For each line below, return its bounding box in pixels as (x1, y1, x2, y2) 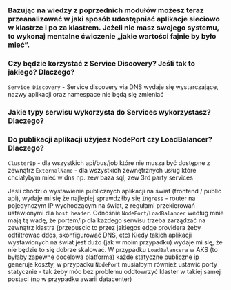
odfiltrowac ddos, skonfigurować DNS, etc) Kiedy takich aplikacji (8, 231, 192, 240)
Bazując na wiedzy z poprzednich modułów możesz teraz (8, 6, 204, 15)
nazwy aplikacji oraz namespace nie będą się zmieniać (8, 90, 164, 99)
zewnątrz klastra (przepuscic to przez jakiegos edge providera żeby (8, 224, 201, 232)
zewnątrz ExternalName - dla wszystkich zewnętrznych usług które (8, 166, 197, 175)
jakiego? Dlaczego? (8, 67, 75, 77)
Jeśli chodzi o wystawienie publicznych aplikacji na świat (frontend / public (8, 187, 222, 195)
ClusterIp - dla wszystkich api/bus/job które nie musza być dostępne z (8, 159, 211, 167)
